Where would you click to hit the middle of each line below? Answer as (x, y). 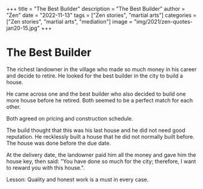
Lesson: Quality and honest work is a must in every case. (78, 179)
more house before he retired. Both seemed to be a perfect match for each (100, 100)
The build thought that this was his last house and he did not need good (96, 130)
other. (14, 107)
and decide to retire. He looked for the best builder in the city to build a (95, 76)
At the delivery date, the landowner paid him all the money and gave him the (101, 154)
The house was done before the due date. (58, 143)
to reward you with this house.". (45, 167)
